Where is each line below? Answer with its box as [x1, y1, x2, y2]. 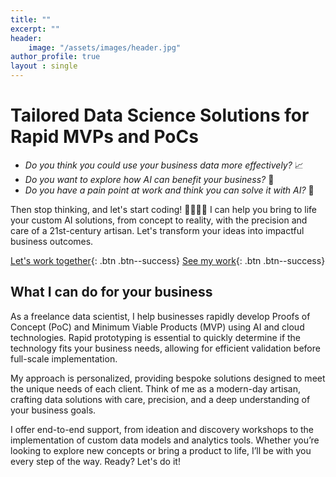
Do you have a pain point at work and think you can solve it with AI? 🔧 [24, 184, 315, 196]
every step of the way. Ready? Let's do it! [10, 455, 181, 467]
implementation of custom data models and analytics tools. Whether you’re [10, 434, 320, 446]
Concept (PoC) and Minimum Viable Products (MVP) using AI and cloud [10, 321, 305, 333]
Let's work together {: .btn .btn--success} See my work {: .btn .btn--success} [10, 254, 326, 266]
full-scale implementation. [10, 352, 118, 365]
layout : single [10, 61, 78, 71]
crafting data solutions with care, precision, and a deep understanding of [10, 393, 311, 405]
